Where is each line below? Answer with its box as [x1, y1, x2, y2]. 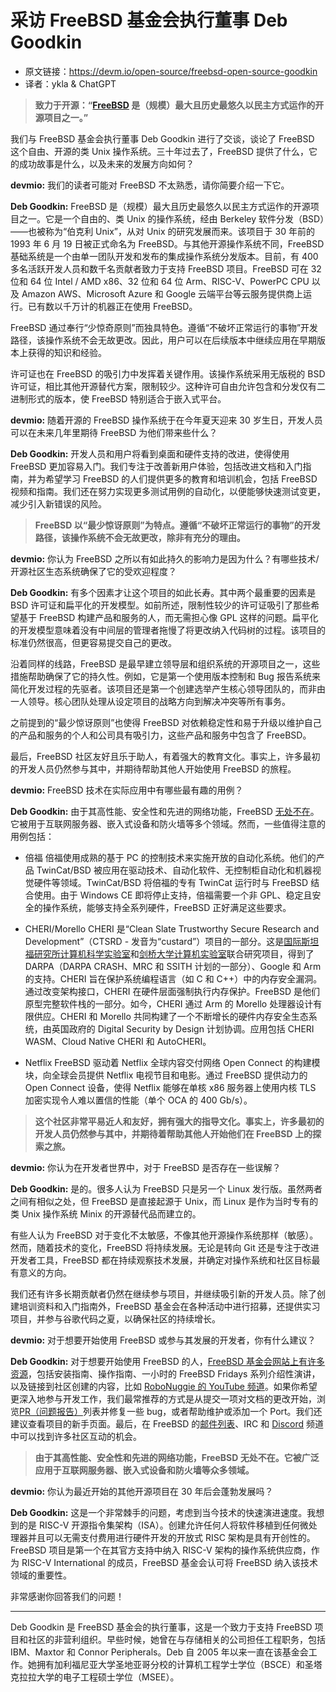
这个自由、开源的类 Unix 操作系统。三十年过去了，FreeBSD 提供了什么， [10, 145, 309, 157]
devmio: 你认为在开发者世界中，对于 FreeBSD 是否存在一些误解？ [10, 1161, 282, 1173]
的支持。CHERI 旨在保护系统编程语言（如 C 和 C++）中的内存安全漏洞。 [24, 972, 323, 985]
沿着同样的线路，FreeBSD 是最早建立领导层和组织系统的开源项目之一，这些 [10, 657, 321, 670]
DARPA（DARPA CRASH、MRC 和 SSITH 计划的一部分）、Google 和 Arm [24, 960, 322, 972]
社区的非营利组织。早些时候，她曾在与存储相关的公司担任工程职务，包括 [27, 1633, 326, 1645]
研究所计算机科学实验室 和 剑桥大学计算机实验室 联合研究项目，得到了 [33, 947, 315, 960]
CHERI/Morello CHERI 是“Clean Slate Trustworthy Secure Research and [24, 922, 320, 935]
